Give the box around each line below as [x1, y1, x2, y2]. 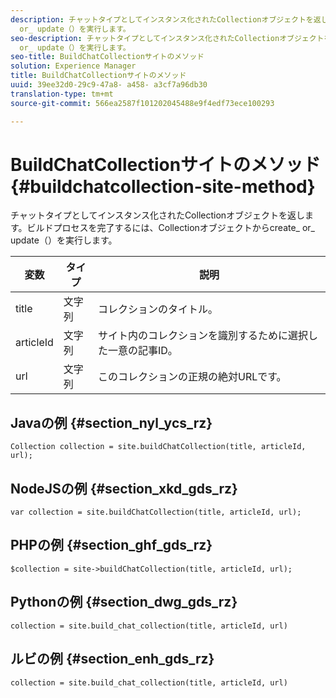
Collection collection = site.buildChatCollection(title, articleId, [10, 442, 307, 452]
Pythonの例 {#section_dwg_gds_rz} [10, 594, 238, 611]
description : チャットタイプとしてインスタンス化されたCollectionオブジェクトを [10, 14, 314, 25]
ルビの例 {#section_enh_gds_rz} [10, 651, 215, 668]
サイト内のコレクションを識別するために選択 [97, 329, 308, 343]
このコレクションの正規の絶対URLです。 [97, 370, 287, 384]
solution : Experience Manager [10, 61, 137, 71]
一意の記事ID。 [107, 344, 178, 358]
